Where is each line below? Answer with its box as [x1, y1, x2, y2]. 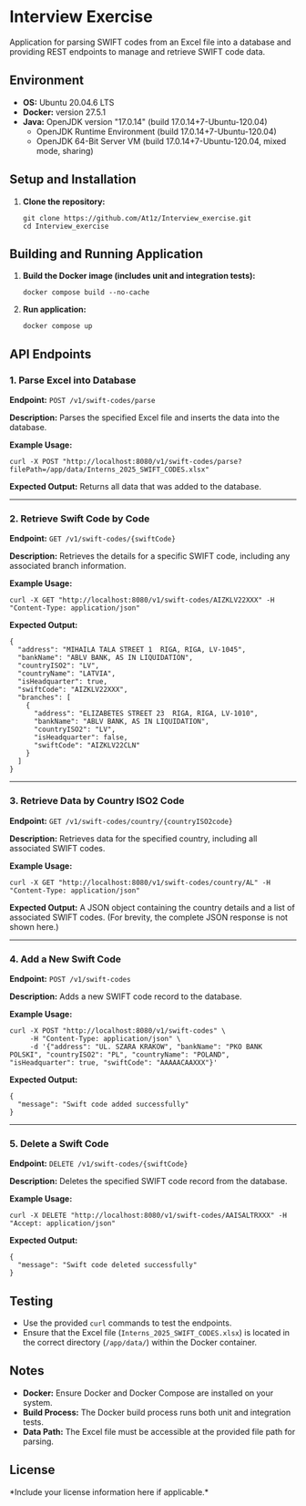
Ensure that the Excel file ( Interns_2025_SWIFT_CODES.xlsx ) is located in [22, 1327, 290, 1338]
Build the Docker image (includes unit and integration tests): [22, 271, 256, 282]
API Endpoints [9, 346, 92, 362]
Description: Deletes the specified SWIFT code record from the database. [9, 1176, 289, 1187]
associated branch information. [9, 561, 127, 572]
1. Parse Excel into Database [9, 374, 137, 387]
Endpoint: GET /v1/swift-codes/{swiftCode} [9, 533, 176, 544]
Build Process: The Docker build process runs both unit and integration [22, 1407, 291, 1418]
